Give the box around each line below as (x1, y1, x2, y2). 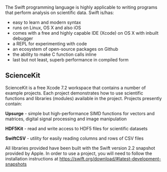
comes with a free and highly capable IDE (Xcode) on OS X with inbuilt (12, 30, 159, 36)
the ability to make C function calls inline (12, 51, 97, 57)
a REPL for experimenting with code (12, 41, 87, 47)
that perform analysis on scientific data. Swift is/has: (5, 10, 114, 16)
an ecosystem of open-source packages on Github (12, 46, 118, 52)
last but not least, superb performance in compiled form (12, 57, 129, 62)
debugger (12, 35, 33, 41)
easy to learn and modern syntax (12, 20, 81, 25)
